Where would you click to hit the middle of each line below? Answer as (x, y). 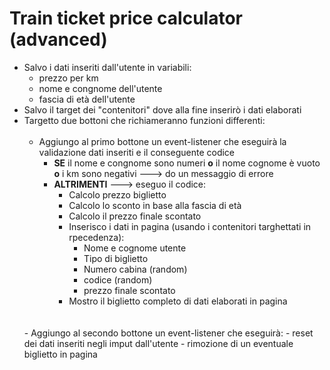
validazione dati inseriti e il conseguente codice (137, 152)
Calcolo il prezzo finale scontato (135, 216)
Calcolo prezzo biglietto (117, 194)
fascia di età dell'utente (87, 99)
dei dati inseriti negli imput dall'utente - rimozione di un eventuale (158, 343)
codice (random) (118, 279)
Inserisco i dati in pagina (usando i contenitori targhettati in (190, 226)
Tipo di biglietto (116, 258)
